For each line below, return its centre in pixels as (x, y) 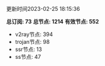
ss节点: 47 (28, 57)
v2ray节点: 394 (34, 34)
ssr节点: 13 (28, 49)
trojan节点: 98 (32, 42)
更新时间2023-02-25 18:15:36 (43, 9)
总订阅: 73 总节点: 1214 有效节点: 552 (53, 22)
